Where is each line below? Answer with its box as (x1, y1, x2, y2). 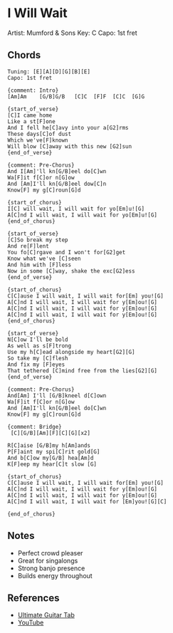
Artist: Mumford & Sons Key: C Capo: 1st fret (7, 28, 137, 37)
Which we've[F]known (7, 137, 69, 144)
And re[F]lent (7, 242, 50, 250)
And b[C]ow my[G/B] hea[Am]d (7, 454, 94, 461)
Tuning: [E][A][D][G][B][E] (7, 68, 91, 75)
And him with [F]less (7, 261, 72, 268)
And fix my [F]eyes (7, 361, 65, 368)
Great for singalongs (17, 556, 78, 565)
